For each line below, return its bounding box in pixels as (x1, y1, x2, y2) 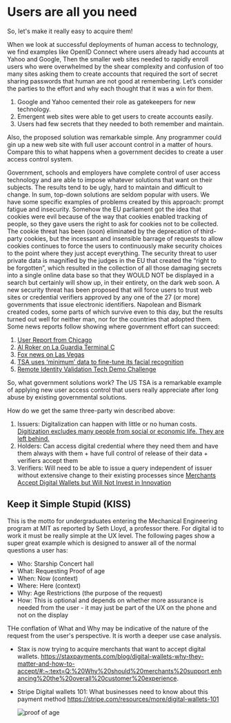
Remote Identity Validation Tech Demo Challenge (17, 365, 157, 373)
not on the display (17, 611, 69, 619)
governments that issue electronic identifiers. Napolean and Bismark (7, 300, 202, 308)
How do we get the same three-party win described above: (7, 406, 175, 415)
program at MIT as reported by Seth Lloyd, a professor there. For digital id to (7, 524, 224, 532)
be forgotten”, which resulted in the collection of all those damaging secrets (7, 264, 222, 272)
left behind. (17, 434, 50, 442)
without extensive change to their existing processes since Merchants (17, 471, 217, 479)
